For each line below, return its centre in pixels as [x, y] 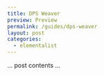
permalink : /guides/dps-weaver [52, 26]
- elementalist [35, 46]
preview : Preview [32, 20]
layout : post [26, 33]
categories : [24, 39]
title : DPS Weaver [34, 13]
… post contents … [34, 65]
